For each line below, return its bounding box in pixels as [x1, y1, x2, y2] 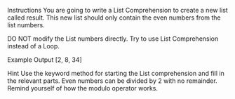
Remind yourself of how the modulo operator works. [7, 84, 159, 92]
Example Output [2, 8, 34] [7, 55, 82, 64]
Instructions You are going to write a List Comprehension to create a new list [7, 6, 228, 14]
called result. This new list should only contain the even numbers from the [7, 13, 221, 22]
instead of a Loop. [7, 42, 60, 50]
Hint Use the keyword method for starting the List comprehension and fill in [7, 70, 224, 77]
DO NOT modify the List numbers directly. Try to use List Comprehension [7, 34, 219, 43]
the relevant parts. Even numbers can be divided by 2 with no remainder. [7, 77, 217, 85]
